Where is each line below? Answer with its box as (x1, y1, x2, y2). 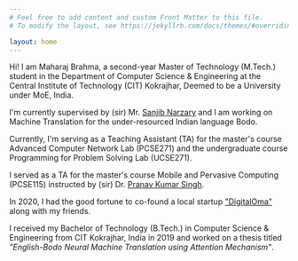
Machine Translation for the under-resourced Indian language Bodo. (9, 116, 258, 127)
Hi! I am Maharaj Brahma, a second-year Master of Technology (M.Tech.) (9, 61, 277, 72)
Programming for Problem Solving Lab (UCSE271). (9, 153, 192, 163)
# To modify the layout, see (9, 21, 117, 30)
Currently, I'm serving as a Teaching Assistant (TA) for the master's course (9, 134, 282, 145)
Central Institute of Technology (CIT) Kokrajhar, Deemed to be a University (9, 81, 281, 91)
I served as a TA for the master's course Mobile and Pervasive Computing (9, 170, 279, 180)
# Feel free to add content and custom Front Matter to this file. (9, 12, 264, 22)
